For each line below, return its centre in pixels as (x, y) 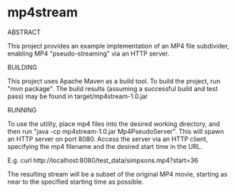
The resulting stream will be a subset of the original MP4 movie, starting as (118, 174)
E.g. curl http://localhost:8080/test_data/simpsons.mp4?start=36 (103, 160)
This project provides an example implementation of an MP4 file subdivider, (118, 46)
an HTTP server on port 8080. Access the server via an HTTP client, (108, 139)
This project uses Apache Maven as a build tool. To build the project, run (114, 81)
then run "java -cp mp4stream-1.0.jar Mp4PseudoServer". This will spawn (116, 131)
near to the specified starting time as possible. (76, 182)
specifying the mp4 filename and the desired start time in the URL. (105, 146)
